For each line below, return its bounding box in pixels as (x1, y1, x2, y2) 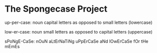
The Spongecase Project (4, 3, 108, 15)
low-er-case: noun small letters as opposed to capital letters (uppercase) (4, 29, 153, 35)
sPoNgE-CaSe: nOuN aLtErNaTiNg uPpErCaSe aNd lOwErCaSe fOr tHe (4, 38, 149, 44)
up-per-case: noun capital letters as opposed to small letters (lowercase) (4, 19, 153, 25)
